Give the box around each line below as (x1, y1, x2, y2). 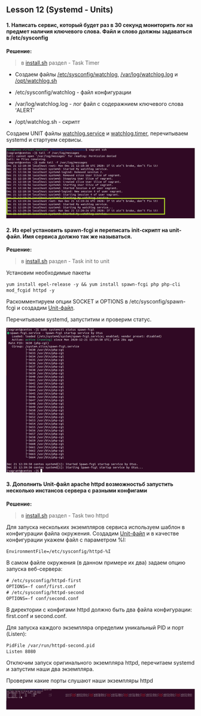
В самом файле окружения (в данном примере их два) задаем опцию (6, 559, 185, 566)
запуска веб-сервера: (6, 565, 63, 573)
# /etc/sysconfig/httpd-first (6, 577, 82, 583)
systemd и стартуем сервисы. (6, 136, 83, 143)
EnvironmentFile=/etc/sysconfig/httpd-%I (6, 548, 111, 555)
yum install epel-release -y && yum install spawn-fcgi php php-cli (6, 281, 181, 287)
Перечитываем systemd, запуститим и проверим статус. (6, 316, 152, 323)
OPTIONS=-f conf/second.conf (6, 595, 79, 601)
